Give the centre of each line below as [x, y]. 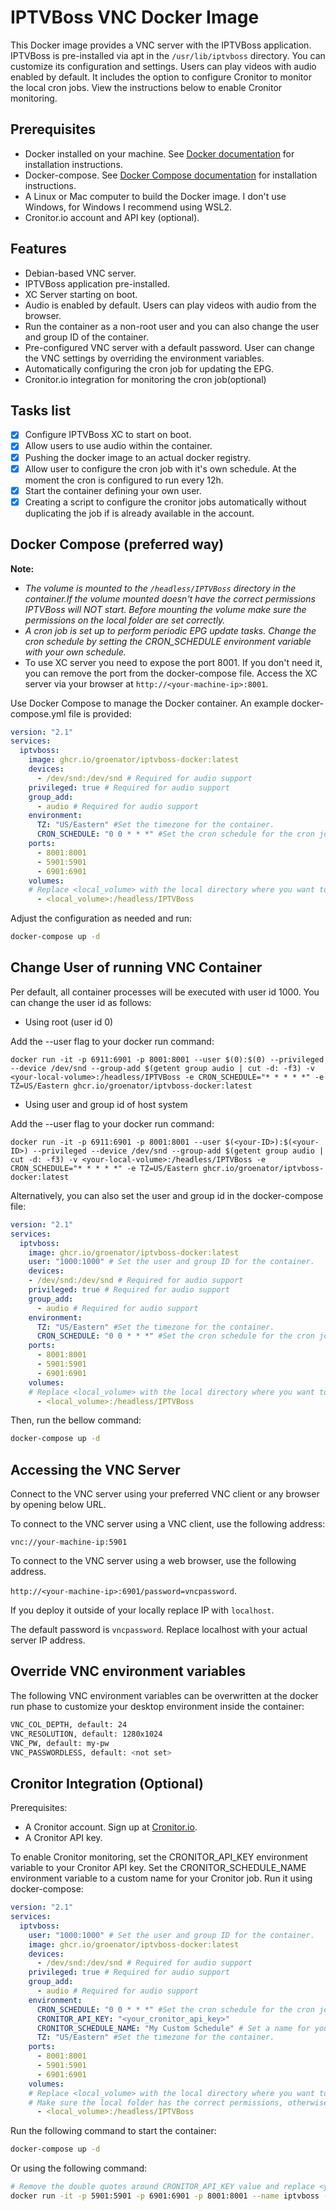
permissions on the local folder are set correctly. [125, 620]
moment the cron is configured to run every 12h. [124, 480]
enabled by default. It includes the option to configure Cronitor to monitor [161, 77]
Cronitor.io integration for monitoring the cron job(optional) [145, 379]
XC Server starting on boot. [81, 294]
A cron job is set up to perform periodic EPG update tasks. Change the [170, 630]
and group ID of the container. [86, 337]
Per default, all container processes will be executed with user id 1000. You [165, 992]
